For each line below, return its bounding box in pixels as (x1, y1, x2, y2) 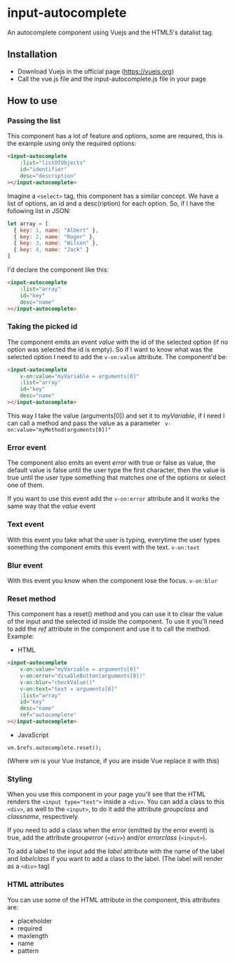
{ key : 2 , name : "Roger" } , (13, 233, 96, 240)
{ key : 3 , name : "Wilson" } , (13, 240, 99, 247)
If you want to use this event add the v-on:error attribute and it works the (7, 495, 220, 503)
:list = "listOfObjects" (20, 159, 86, 166)
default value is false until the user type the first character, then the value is (7, 466, 226, 474)
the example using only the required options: (7, 139, 137, 148)
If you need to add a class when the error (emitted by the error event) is (7, 826, 215, 834)
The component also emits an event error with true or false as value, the (7, 458, 216, 467)
